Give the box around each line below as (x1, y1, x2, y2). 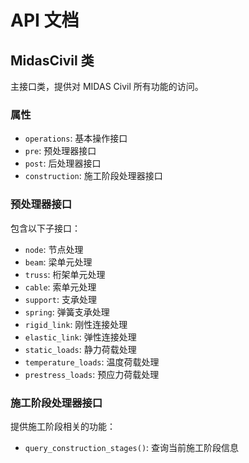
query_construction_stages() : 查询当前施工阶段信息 (24, 441, 240, 453)
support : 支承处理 (24, 293, 97, 305)
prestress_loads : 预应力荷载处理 (24, 368, 160, 380)
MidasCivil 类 (10, 52, 95, 69)
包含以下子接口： (10, 222, 81, 234)
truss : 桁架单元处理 (24, 268, 106, 280)
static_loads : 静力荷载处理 (24, 343, 137, 355)
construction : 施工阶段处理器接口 (24, 170, 163, 182)
